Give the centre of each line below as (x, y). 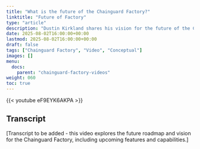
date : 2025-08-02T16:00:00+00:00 (48, 34)
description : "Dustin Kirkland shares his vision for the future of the (98, 28)
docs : (18, 67)
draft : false (22, 45)
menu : (13, 61)
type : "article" (26, 23)
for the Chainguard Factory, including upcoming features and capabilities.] (97, 140)
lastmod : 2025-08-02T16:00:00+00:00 (51, 39)
